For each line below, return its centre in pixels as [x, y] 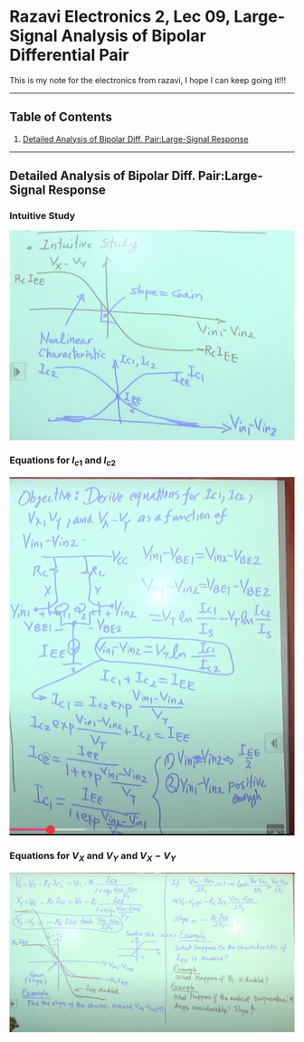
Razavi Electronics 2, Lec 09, [120, 17]
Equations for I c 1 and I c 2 [62, 461]
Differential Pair [69, 55]
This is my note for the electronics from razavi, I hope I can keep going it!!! [148, 80]
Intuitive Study [43, 216]
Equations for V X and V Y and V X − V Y [93, 856]
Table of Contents [61, 117]
